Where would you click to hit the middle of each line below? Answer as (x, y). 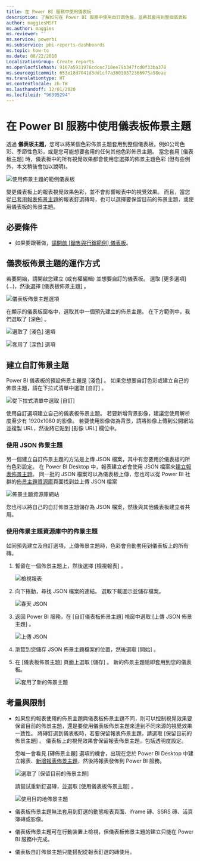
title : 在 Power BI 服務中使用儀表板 (49, 12)
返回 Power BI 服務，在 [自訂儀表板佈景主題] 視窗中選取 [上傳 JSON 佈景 (103, 616)
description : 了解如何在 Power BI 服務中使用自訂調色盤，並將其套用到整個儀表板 (97, 17)
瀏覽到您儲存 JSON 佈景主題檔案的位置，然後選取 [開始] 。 (87, 649)
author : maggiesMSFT (32, 23)
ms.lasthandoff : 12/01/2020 (41, 90)
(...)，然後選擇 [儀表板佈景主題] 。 (48, 286)
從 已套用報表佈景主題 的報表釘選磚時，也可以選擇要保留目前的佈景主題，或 (97, 199)
